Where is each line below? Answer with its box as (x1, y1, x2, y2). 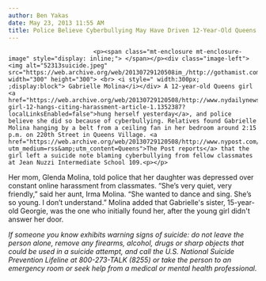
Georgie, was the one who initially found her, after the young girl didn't (20, 207, 251, 216)
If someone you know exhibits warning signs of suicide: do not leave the (8, 230, 245, 240)
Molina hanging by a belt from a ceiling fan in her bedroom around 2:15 (8, 124, 257, 132)
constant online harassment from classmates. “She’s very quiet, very (8, 181, 232, 191)
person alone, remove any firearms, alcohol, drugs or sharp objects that (8, 238, 245, 248)
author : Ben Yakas (8, 11, 69, 20)
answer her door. (8, 215, 64, 224)
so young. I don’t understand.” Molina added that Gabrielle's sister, (8, 198, 226, 207)
